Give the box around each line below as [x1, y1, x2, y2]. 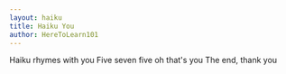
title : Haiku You [9, 22, 75, 31]
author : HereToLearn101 [9, 30, 99, 39]
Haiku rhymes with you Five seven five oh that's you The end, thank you [9, 55, 278, 66]
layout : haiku [9, 13, 63, 23]
